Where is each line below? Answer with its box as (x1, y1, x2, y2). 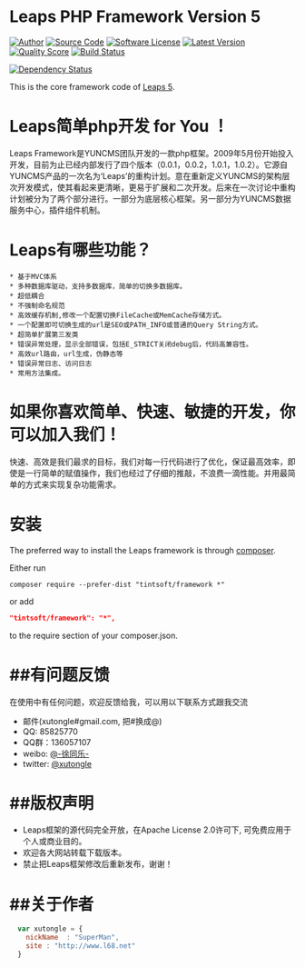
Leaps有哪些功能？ (9, 240, 152, 261)
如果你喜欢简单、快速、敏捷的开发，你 (9, 402, 297, 422)
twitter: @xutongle (22, 758, 93, 769)
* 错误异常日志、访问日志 (9, 359, 93, 368)
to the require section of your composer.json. (9, 630, 179, 641)
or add (9, 595, 34, 606)
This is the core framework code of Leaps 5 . (9, 81, 175, 92)
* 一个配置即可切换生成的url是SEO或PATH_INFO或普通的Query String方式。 (9, 320, 263, 329)
